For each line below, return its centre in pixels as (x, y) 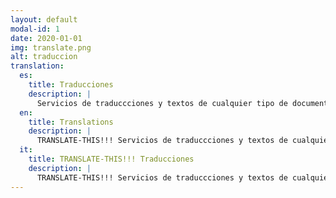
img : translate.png (51, 47)
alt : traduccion (44, 57)
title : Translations (71, 122)
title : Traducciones (71, 85)
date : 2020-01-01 (46, 38)
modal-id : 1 (35, 29)
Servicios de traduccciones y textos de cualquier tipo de (162, 103)
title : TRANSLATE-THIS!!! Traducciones (111, 159)
